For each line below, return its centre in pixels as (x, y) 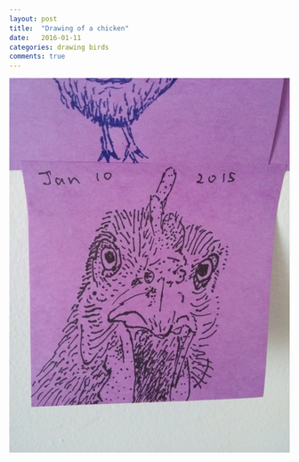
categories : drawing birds (59, 47)
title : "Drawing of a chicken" (69, 28)
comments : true (37, 57)
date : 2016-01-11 (45, 37)
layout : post (33, 19)
